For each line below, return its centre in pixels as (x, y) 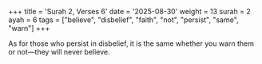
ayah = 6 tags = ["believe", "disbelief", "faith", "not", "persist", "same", (123, 20)
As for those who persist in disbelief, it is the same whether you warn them (131, 43)
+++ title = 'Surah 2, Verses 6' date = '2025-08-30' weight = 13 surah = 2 (130, 11)
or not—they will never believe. (59, 52)
